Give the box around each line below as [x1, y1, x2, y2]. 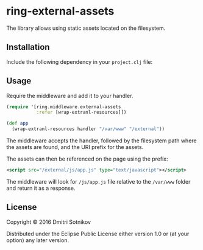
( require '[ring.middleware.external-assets [6, 103, 121, 110]
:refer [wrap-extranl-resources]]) [36, 109, 127, 116]
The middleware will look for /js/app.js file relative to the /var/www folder [6, 178, 191, 185]
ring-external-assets [6, 4, 115, 18]
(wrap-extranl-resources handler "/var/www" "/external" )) [12, 126, 165, 132]
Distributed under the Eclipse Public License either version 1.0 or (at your [6, 230, 190, 237]
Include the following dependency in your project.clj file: [6, 58, 153, 65]
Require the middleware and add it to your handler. [6, 92, 134, 99]
